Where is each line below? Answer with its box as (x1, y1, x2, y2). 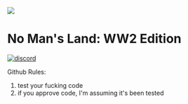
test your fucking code (17, 81, 83, 89)
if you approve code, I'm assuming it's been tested (17, 89, 164, 97)
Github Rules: (7, 67, 46, 76)
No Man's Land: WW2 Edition (7, 31, 182, 47)
